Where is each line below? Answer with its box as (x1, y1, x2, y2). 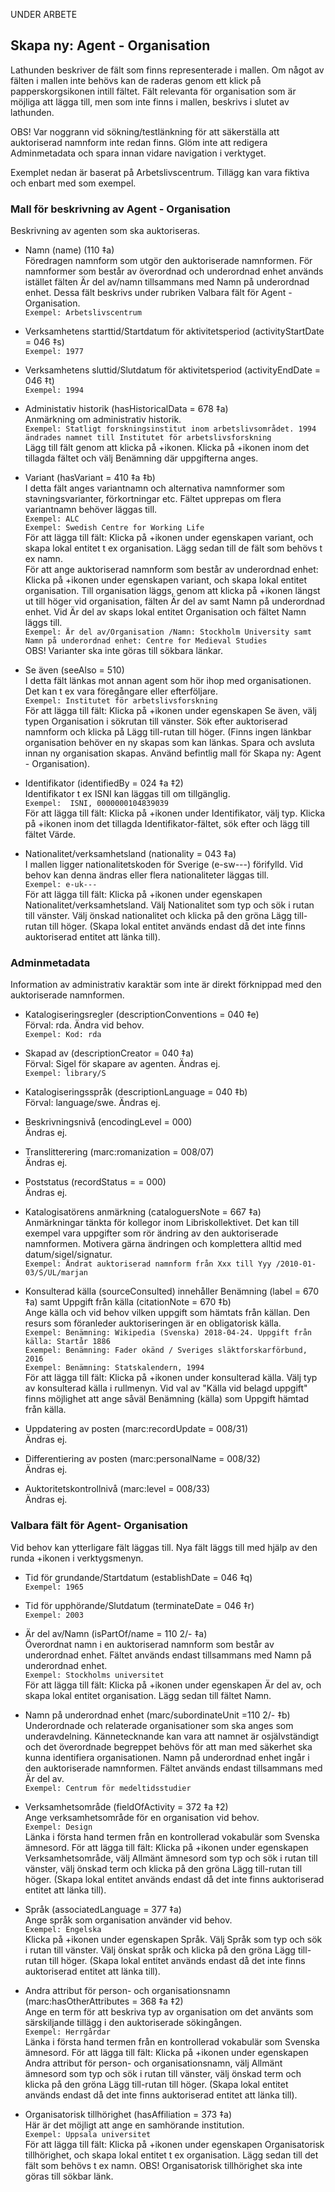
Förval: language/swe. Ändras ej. (24, 1097, 161, 1109)
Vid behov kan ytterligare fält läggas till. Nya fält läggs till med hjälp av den (10, 1541, 318, 1553)
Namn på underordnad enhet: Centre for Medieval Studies (24, 636, 268, 646)
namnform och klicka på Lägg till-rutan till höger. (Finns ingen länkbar (24, 726, 312, 738)
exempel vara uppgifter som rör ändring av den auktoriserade (24, 1227, 279, 1239)
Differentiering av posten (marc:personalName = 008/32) (24, 1453, 261, 1465)
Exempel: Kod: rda (24, 1030, 102, 1040)
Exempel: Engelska (24, 1924, 102, 1934)
